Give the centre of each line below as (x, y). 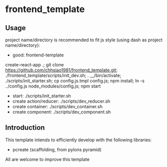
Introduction (25, 128)
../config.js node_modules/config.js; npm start (53, 86)
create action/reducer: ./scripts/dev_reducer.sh (61, 101)
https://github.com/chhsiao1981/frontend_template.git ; (61, 70)
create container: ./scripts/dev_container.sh (58, 106)
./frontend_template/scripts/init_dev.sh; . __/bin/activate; (63, 75)
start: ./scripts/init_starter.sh (42, 96)
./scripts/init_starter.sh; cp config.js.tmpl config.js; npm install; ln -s (75, 81)
